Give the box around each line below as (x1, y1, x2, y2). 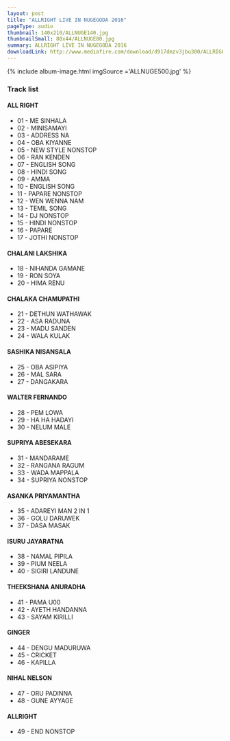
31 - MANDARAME (16, 454, 70, 462)
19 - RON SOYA (16, 272, 61, 280)
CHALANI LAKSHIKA (7, 249, 67, 258)
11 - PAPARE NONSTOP (16, 190, 82, 198)
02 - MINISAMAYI (16, 124, 67, 132)
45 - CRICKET (16, 650, 57, 659)
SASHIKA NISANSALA (7, 347, 72, 356)
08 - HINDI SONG (16, 168, 67, 176)
